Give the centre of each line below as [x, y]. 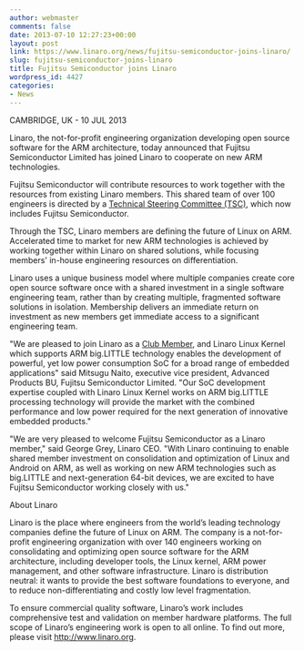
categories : [32, 86]
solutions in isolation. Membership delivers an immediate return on [134, 307]
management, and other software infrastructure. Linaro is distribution [139, 571]
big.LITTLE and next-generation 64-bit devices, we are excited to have [142, 477]
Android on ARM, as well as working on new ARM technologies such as [143, 468]
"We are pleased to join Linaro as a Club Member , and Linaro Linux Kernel [147, 343]
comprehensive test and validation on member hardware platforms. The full [151, 617]
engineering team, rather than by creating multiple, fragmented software [145, 297]
